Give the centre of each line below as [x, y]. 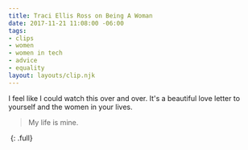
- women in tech [35, 53]
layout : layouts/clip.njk [52, 75]
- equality [27, 68]
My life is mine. [53, 122]
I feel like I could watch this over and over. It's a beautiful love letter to [124, 98]
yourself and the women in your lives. [70, 107]
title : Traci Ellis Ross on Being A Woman [81, 16]
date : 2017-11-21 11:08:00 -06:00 [66, 23]
